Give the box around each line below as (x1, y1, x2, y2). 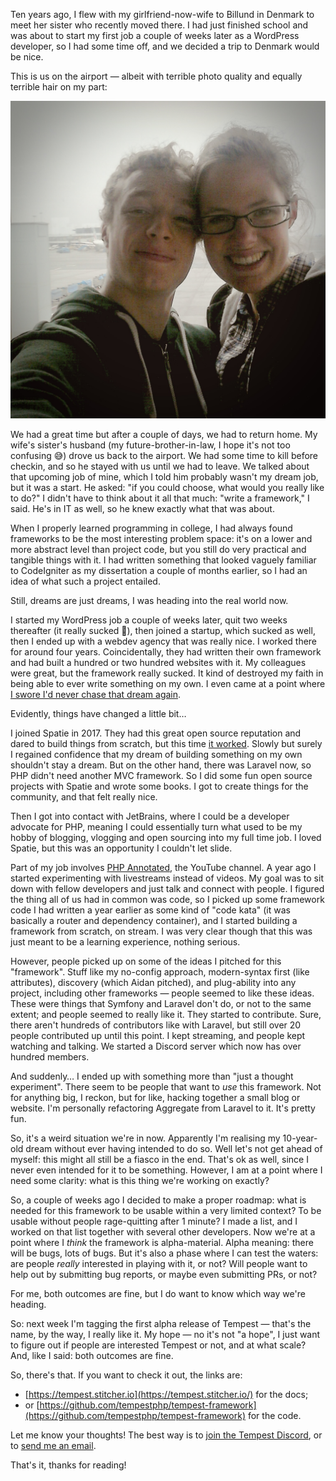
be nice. (10, 51, 44, 63)
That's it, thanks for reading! (10, 1459, 127, 1471)
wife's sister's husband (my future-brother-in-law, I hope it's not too (10, 439, 291, 451)
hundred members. (10, 1050, 90, 1063)
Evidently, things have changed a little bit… (10, 707, 187, 719)
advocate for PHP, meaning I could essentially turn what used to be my (10, 820, 303, 833)
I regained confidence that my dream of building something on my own (10, 748, 303, 760)
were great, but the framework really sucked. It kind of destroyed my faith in (10, 667, 324, 679)
